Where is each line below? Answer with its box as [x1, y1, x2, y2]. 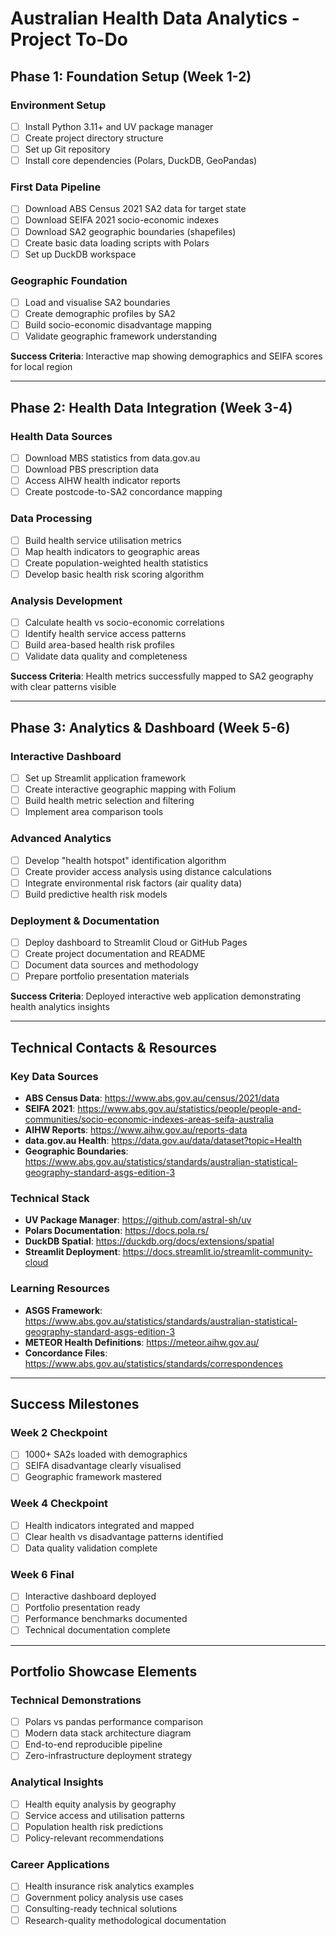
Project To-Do [10, 28, 128, 51]
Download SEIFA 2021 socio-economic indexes [24, 214, 220, 226]
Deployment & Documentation [10, 913, 160, 927]
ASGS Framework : [24, 1304, 103, 1316]
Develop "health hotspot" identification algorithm [24, 854, 227, 866]
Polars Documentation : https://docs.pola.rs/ [24, 1225, 210, 1237]
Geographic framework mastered [24, 1471, 162, 1483]
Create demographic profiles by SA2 [24, 308, 176, 320]
